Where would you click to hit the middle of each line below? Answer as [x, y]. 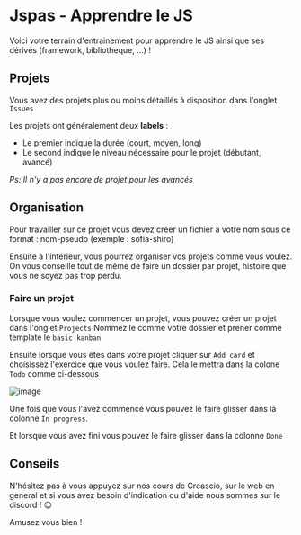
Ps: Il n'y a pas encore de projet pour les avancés [101, 179]
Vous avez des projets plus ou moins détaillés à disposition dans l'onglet [143, 100]
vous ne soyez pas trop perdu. [66, 275]
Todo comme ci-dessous [54, 373]
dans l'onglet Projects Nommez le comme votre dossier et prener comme [146, 327]
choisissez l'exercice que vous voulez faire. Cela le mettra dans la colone [145, 364]
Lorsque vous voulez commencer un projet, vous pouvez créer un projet [143, 318]
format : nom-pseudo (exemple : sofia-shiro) [92, 238]
